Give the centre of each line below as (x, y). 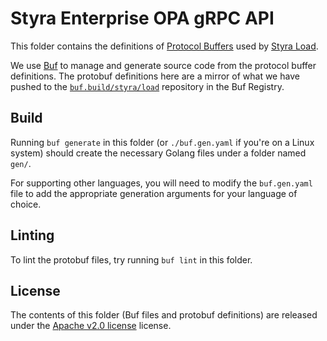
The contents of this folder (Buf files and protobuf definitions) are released (164, 315)
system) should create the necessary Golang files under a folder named (158, 153)
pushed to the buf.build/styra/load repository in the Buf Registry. (147, 86)
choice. (26, 204)
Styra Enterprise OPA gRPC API (142, 18)
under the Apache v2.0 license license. (91, 326)
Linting (32, 235)
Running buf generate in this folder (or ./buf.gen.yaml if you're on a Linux (162, 142)
